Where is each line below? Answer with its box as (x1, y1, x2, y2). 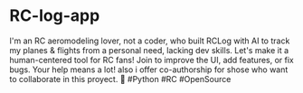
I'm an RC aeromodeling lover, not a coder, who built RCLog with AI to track (9, 35, 290, 46)
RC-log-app (9, 5, 100, 26)
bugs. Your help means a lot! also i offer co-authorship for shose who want (9, 64, 289, 75)
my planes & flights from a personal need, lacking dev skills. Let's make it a (9, 44, 289, 55)
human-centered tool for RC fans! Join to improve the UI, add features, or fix (9, 54, 294, 65)
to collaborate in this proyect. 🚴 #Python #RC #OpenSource (9, 73, 232, 84)
